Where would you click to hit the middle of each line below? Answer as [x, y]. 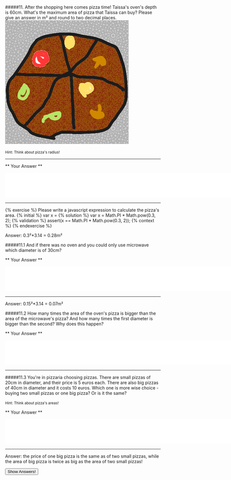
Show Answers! [22, 472]
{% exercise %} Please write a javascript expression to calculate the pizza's [82, 210]
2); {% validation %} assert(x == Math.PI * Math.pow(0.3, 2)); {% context [80, 220]
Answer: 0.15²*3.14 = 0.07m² [34, 304]
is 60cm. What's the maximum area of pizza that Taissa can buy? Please [79, 12]
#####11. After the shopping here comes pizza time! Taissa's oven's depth [81, 7]
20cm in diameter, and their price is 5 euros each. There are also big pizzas [82, 383]
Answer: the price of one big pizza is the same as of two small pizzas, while [82, 456]
